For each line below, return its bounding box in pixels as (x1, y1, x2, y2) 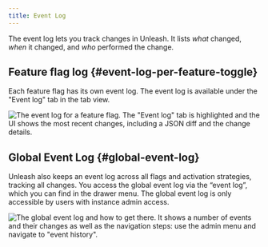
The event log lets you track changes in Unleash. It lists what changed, (8, 34, 242, 43)
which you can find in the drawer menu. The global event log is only (8, 189, 232, 198)
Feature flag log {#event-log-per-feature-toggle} (8, 66, 258, 79)
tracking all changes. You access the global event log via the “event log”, (8, 181, 248, 190)
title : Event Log (8, 11, 66, 20)
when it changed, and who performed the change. (8, 42, 174, 52)
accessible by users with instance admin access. (8, 197, 170, 207)
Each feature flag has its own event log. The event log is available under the (8, 86, 258, 96)
